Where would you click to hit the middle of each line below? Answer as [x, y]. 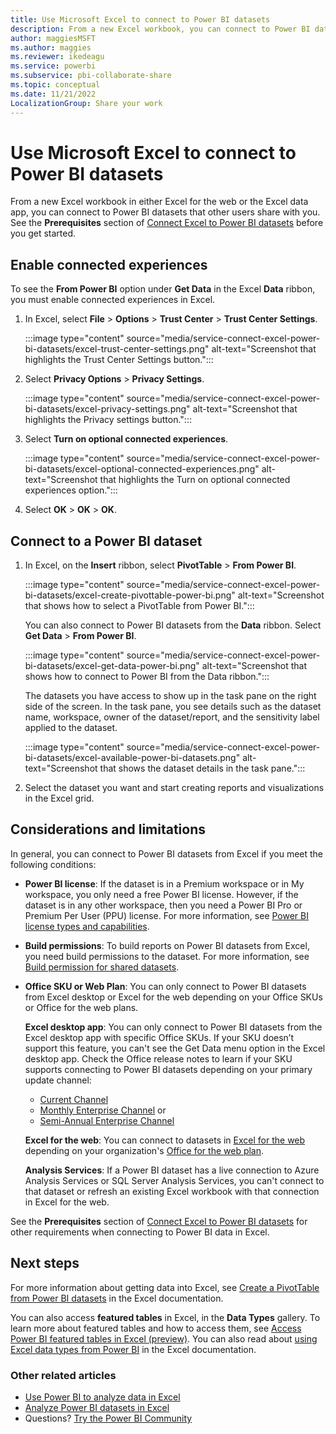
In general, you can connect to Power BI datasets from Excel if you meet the [167, 853]
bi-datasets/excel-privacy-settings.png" [107, 409]
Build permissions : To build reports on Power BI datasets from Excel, [167, 945]
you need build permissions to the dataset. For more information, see [167, 956]
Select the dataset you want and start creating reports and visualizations [174, 788]
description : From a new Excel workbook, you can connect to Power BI [160, 29]
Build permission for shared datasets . [102, 967]
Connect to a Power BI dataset [106, 541]
